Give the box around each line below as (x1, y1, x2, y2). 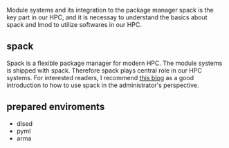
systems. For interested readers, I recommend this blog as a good (6, 73, 194, 82)
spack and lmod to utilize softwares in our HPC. (6, 21, 143, 28)
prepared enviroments (6, 101, 105, 113)
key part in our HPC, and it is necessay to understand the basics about (6, 13, 208, 21)
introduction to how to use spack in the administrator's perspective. (6, 81, 199, 89)
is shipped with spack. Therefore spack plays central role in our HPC (6, 66, 202, 75)
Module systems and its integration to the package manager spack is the (6, 6, 214, 14)
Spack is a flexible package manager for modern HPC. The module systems (6, 59, 223, 67)
